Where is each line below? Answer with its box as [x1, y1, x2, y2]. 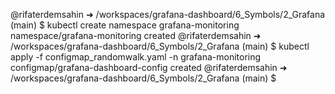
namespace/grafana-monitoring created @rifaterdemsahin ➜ [10, 30, 262, 41]
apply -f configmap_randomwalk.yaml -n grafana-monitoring [10, 51, 262, 63]
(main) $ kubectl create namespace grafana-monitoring [10, 19, 240, 31]
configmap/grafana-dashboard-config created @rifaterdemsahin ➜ [10, 62, 288, 73]
